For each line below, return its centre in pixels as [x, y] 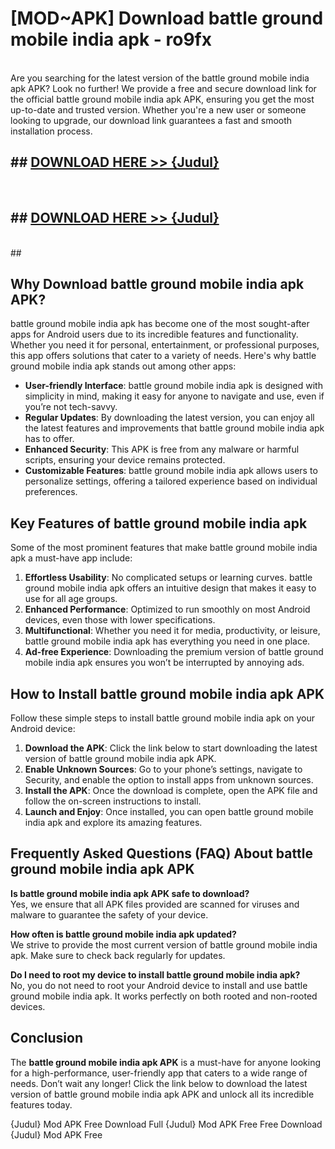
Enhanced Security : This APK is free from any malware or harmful [162, 449]
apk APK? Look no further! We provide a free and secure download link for [163, 88]
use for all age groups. [71, 599]
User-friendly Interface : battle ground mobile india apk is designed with [173, 386]
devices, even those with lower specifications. [120, 620]
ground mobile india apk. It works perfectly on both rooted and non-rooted [164, 996]
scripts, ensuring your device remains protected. [125, 460]
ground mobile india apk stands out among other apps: [123, 366]
